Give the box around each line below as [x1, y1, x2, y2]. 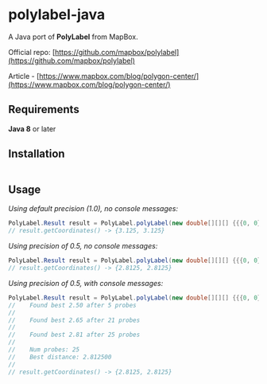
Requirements [8, 103, 79, 116]
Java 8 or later [8, 123, 56, 133]
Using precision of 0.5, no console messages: [8, 241, 158, 251]
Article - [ [8, 71, 40, 80]
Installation [8, 147, 65, 161]
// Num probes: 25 [8, 346, 80, 354]
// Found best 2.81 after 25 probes [8, 331, 141, 339]
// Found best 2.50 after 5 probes [8, 301, 137, 309]
